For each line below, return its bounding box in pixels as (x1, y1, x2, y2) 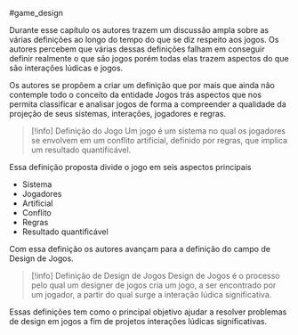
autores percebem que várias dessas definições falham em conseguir (9, 44, 265, 54)
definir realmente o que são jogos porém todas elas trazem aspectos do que (9, 53, 289, 63)
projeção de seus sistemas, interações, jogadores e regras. (9, 109, 227, 118)
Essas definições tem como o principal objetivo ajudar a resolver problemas (9, 306, 287, 317)
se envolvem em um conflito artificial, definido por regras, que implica (30, 135, 287, 145)
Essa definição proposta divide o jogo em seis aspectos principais (9, 162, 252, 172)
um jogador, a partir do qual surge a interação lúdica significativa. (30, 290, 272, 299)
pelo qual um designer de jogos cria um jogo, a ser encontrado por (30, 280, 277, 290)
